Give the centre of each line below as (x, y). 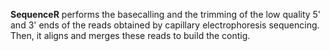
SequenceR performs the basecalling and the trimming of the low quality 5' (166, 14)
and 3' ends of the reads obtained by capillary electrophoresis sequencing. (165, 25)
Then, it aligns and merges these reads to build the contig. (130, 35)
